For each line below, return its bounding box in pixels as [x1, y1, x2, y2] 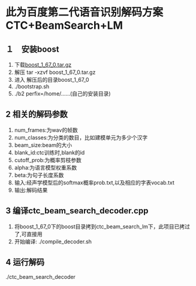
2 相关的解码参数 [5, 109, 68, 120]
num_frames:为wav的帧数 [14, 126, 79, 133]
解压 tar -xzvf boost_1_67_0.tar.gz [14, 68, 96, 76]
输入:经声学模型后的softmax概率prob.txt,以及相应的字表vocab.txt [14, 178, 175, 186]
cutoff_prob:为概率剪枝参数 [14, 156, 82, 163]
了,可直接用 [14, 230, 43, 237]
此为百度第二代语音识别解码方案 [5, 5, 164, 19]
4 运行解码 [5, 257, 45, 267]
